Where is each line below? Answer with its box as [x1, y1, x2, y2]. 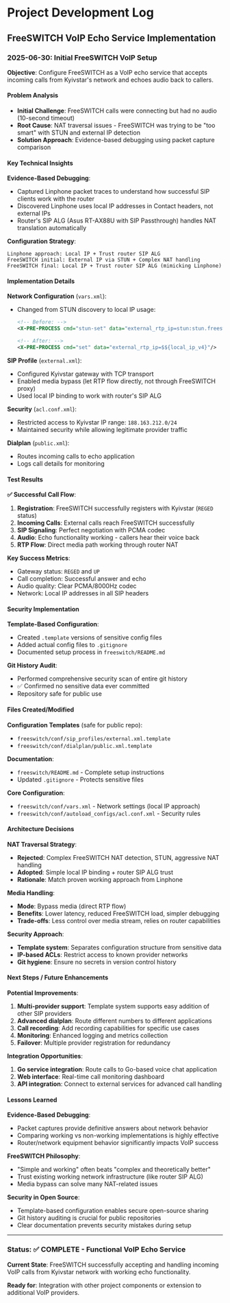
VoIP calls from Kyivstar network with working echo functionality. [7, 1267, 191, 1276]
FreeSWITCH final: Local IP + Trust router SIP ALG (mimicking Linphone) [7, 262, 222, 269]
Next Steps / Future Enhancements [7, 973, 109, 982]
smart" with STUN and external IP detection [16, 128, 140, 137]
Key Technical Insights [7, 159, 73, 167]
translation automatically [16, 224, 87, 232]
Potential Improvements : [7, 989, 79, 997]
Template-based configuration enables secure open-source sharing [16, 1207, 209, 1215]
